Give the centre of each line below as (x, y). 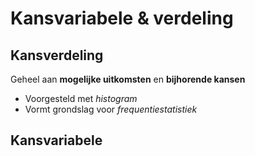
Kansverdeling (57, 55)
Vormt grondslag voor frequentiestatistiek (111, 109)
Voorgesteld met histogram (81, 98)
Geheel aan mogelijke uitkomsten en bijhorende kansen (128, 79)
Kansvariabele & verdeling (122, 18)
